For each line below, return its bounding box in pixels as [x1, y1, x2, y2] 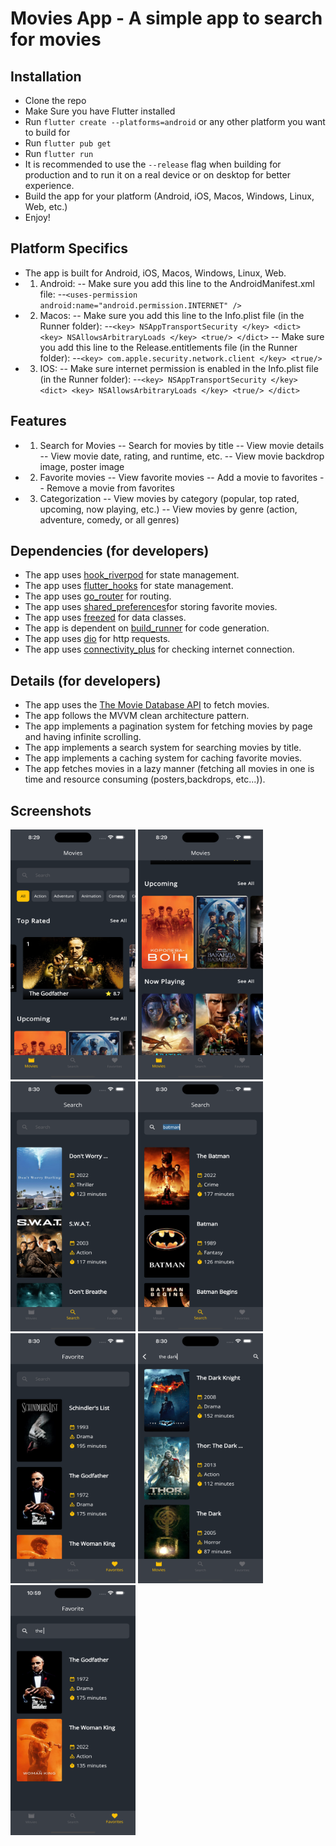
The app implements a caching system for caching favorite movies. [24, 752, 303, 764]
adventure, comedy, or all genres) [39, 513, 180, 526]
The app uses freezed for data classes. [24, 612, 187, 624]
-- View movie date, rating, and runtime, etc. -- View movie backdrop [39, 450, 325, 462]
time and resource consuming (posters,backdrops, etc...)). [24, 773, 266, 786]
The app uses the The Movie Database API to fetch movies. [24, 699, 270, 711]
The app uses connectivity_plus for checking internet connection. [24, 643, 295, 656]
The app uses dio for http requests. [24, 633, 171, 645]
